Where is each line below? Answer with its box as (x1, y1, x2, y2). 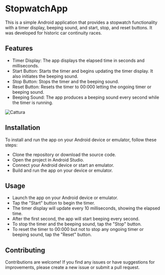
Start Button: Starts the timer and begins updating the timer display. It (12, 68, 154, 74)
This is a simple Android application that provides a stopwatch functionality (5, 19, 158, 25)
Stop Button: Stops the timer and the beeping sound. (12, 78, 119, 84)
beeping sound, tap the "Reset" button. (12, 231, 92, 238)
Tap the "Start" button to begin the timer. (12, 200, 95, 206)
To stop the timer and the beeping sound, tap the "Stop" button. (12, 221, 142, 227)
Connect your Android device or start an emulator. (12, 162, 114, 168)
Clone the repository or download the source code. (12, 152, 116, 158)
